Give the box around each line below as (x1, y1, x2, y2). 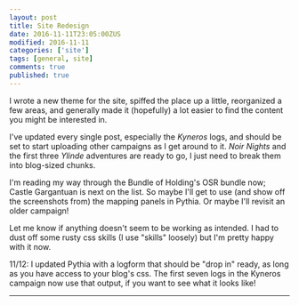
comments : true (9, 63, 66, 72)
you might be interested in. (9, 114, 108, 124)
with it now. (9, 241, 52, 252)
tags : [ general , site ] (9, 54, 93, 63)
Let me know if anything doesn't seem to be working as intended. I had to (9, 222, 279, 233)
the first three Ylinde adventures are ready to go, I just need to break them (9, 150, 282, 161)
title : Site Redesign (9, 21, 90, 30)
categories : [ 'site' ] (9, 46, 90, 55)
